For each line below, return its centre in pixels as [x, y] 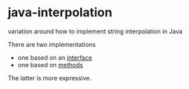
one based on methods [50, 65]
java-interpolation [60, 13]
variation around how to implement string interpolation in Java [95, 31]
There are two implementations [52, 44]
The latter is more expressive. [50, 78]
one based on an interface [55, 57]
